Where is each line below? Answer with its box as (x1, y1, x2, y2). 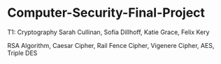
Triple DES (7, 49, 38, 57)
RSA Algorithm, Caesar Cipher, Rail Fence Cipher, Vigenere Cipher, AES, (7, 41, 215, 49)
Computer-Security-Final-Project (7, 5, 205, 21)
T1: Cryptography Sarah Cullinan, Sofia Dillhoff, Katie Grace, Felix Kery (7, 28, 210, 36)
